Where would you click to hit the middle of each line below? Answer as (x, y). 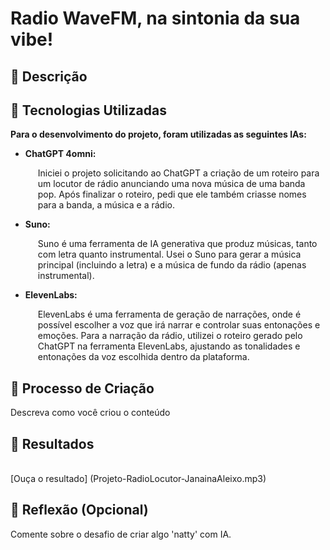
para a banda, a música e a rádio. (106, 205)
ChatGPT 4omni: (60, 154)
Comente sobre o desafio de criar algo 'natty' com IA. (121, 534)
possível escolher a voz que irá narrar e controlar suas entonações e (179, 325)
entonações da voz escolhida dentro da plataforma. (143, 357)
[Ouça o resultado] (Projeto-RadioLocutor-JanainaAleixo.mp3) (138, 479)
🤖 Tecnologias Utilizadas (88, 110)
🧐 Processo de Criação (82, 388)
